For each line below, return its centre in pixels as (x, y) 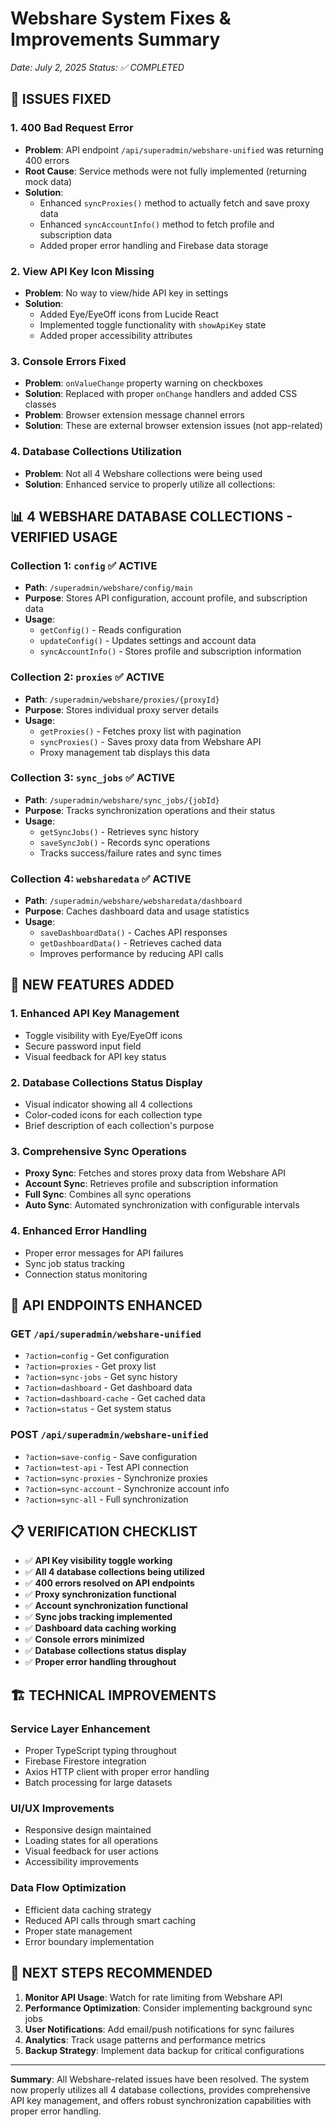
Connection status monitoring (86, 1274)
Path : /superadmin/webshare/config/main (108, 588)
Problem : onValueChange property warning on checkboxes (143, 383)
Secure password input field (83, 1046)
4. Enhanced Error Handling (79, 1231)
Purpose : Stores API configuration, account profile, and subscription (166, 598)
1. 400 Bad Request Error (72, 128)
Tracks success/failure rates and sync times (130, 853)
